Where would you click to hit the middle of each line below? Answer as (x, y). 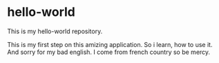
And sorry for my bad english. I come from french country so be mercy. (109, 52)
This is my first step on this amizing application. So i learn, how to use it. (110, 44)
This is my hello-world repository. (55, 31)
